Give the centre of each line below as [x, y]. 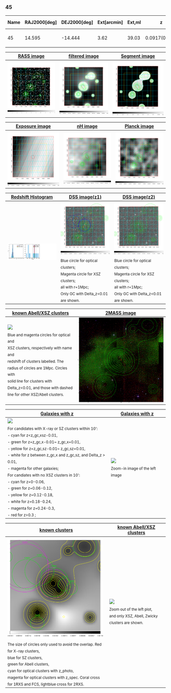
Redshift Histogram [32, 197]
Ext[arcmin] [110, 22]
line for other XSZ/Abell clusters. [36, 394]
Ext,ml [134, 22]
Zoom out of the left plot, [131, 609]
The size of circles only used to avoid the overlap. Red [54, 644]
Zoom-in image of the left [134, 468]
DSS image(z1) [85, 197]
